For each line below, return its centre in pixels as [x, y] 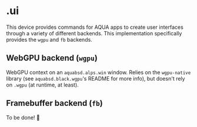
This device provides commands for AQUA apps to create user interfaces [95, 27]
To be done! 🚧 [23, 117]
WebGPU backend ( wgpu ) [52, 58]
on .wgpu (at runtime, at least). [43, 85]
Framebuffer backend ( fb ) [54, 103]
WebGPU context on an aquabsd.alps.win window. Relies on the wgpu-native [98, 72]
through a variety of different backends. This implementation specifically [94, 33]
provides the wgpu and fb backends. [49, 39]
